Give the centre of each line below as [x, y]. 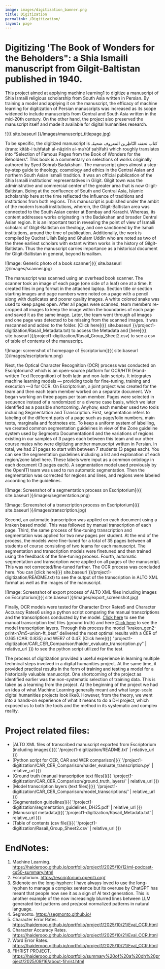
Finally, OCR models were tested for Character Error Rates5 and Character [81, 607]
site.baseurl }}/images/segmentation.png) [48, 496]
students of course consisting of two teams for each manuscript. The [75, 546]
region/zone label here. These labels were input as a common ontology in [80, 460]
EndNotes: [27, 848]
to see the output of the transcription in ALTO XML [107, 577]
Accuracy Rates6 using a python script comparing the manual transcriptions [82, 612]
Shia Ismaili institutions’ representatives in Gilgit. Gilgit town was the [74, 180]
